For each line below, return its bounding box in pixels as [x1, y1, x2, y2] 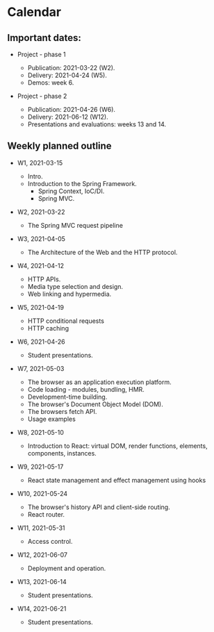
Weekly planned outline [7, 140, 113, 152]
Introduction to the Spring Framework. [27, 179, 137, 188]
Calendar [7, 4, 61, 20]
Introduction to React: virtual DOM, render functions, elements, [27, 442, 208, 450]
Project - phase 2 [17, 92, 67, 100]
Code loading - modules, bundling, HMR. [27, 385, 145, 393]
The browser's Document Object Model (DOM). [27, 400, 163, 408]
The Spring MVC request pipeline [27, 221, 124, 229]
